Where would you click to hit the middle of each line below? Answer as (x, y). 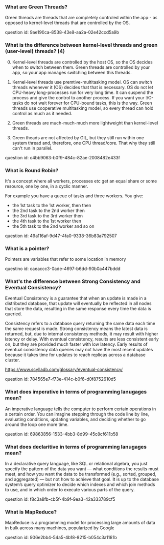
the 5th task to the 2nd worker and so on (53, 226)
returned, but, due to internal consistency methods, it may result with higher (82, 334)
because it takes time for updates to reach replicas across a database (75, 355)
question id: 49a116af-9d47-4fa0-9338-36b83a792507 (61, 236)
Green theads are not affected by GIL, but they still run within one (78, 137)
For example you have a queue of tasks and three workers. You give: (74, 196)
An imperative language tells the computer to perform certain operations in (81, 409)
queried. (13, 314)
